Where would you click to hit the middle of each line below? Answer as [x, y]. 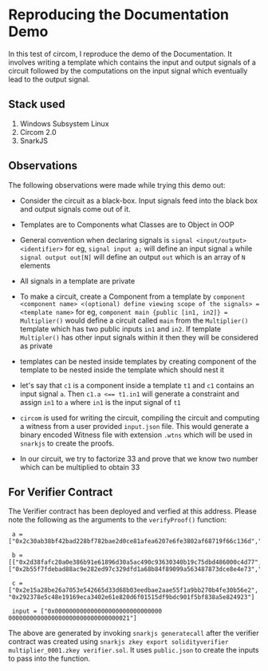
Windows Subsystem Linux [64, 123]
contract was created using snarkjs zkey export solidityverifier [118, 641]
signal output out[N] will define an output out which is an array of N [132, 256]
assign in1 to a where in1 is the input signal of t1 [100, 402]
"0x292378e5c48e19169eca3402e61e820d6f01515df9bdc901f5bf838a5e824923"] [132, 598]
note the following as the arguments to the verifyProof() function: [118, 520]
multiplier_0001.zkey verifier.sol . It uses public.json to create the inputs [134, 650]
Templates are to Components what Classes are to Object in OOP [127, 224]
